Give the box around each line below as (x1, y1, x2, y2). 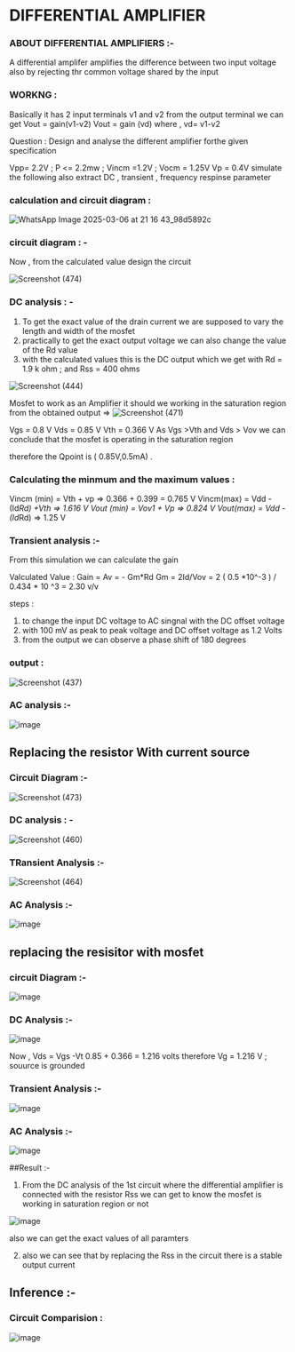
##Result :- (9, 1163, 51, 1173)
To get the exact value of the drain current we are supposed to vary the (21, 316, 284, 327)
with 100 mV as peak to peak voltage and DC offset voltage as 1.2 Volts (21, 625, 283, 636)
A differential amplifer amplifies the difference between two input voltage (9, 57, 277, 68)
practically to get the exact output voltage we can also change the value (21, 335, 287, 346)
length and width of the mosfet (21, 325, 136, 336)
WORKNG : (9, 89, 58, 101)
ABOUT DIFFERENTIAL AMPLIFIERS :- (9, 37, 175, 50)
